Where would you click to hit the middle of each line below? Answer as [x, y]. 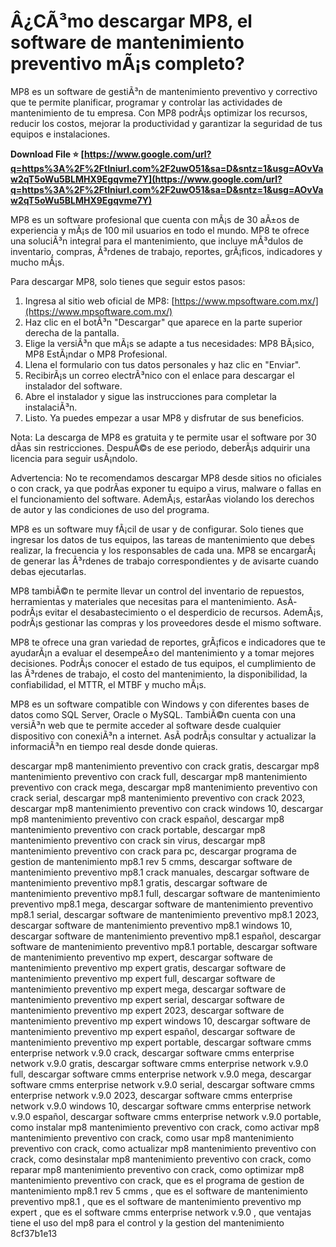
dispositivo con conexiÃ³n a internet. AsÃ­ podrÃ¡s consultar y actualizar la [163, 736]
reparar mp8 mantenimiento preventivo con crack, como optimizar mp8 [157, 1169]
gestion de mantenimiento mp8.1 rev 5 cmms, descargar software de [151, 861]
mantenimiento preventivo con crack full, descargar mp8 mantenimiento [159, 776]
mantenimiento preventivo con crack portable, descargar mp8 [138, 829]
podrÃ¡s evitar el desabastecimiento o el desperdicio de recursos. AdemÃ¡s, [167, 612]
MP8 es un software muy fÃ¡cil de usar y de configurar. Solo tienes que [157, 529]
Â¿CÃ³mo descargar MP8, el [131, 21]
